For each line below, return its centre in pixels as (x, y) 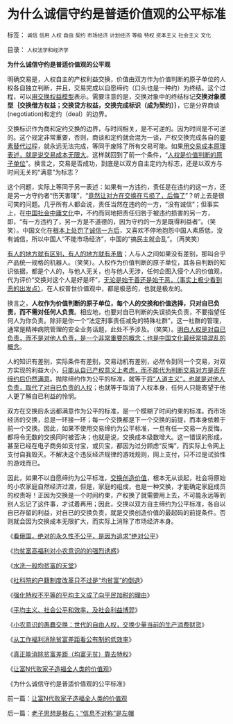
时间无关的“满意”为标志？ (43, 172)
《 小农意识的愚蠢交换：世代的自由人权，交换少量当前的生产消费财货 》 (107, 624)
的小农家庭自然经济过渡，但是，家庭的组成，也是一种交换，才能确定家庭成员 (116, 486)
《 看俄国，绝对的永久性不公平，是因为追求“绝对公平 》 (85, 536)
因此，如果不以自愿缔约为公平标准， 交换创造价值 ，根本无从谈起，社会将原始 (116, 477)
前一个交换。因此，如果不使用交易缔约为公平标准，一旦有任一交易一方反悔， (116, 428)
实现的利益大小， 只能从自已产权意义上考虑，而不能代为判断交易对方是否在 (119, 370)
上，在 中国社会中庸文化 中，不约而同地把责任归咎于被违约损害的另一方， (110, 213)
